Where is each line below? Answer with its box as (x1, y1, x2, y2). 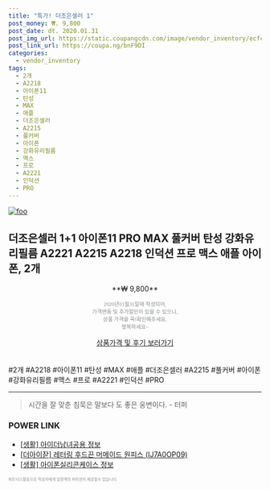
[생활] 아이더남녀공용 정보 (19, 439, 101, 449)
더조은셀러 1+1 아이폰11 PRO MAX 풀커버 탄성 (8, 231, 223, 246)
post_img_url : (8, 34, 56, 43)
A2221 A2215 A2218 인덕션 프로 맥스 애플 (39, 247, 240, 260)
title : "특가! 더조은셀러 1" (8, 11, 94, 20)
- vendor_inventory (15, 57, 81, 65)
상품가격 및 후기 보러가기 (96, 338, 174, 347)
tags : (8, 64, 27, 73)
